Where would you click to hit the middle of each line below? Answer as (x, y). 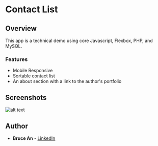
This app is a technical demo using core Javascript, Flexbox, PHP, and (79, 40)
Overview (21, 28)
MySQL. (14, 46)
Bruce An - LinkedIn (34, 138)
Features (17, 59)
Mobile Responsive (33, 71)
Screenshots (26, 98)
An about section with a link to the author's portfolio (67, 81)
